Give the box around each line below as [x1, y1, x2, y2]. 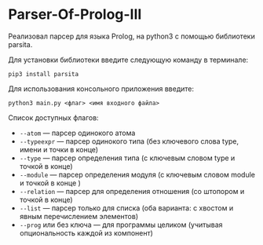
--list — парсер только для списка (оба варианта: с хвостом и [19, 203, 234, 213]
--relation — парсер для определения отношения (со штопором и [19, 186, 245, 196]
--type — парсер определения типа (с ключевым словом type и [19, 153, 236, 163]
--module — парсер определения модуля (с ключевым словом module [19, 170, 255, 179]
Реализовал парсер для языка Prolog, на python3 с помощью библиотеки [8, 31, 255, 41]
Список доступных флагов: [8, 112, 100, 122]
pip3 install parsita [8, 70, 79, 78]
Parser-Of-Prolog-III [8, 5, 142, 24]
